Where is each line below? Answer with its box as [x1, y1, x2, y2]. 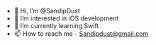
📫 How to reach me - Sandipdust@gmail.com [13, 30, 149, 38]
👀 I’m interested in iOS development [13, 14, 119, 22]
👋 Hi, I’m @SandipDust [13, 7, 80, 15]
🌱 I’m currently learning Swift [13, 22, 99, 30]
